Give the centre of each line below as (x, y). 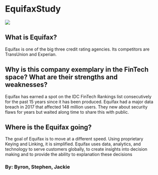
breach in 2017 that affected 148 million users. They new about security (76, 107)
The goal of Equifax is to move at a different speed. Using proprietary (74, 139)
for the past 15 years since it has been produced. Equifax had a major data (79, 102)
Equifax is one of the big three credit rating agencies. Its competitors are (77, 49)
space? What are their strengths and (61, 77)
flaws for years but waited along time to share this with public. (67, 112)
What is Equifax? (31, 37)
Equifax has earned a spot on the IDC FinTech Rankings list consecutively (78, 96)
